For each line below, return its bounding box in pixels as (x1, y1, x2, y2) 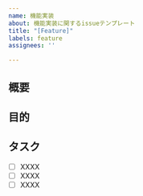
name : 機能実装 (8, 11, 55, 20)
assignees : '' (8, 42, 56, 50)
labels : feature (8, 34, 63, 43)
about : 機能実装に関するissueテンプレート (8, 19, 136, 27)
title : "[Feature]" (8, 27, 74, 35)
